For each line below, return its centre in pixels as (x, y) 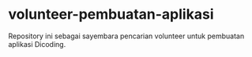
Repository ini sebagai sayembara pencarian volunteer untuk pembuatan (126, 36)
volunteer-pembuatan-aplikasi (111, 14)
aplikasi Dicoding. (37, 44)
